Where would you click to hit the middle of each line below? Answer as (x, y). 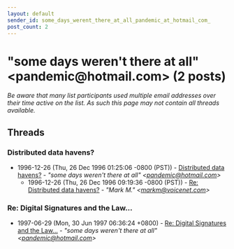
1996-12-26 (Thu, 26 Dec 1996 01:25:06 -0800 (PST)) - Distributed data (121, 168)
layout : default (31, 14)
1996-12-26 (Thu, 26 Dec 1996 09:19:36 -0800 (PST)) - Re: (113, 182)
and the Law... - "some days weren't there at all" (87, 231)
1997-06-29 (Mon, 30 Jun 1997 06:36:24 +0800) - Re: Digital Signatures (122, 223)
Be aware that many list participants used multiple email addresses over (112, 96)
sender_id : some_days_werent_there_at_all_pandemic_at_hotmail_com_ (109, 20)
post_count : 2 (28, 27)
